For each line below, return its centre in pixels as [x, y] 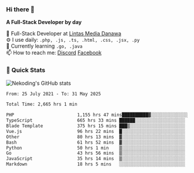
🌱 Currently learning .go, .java [44, 46]
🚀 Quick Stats [26, 70]
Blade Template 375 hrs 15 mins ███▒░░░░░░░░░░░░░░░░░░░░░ [96, 126]
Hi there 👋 [21, 9]
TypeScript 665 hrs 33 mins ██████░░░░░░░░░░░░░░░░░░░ [96, 121]
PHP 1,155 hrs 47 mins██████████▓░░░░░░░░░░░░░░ [97, 115]
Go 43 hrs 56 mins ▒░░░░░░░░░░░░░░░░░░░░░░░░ [96, 153]
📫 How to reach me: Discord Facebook [54, 53]
